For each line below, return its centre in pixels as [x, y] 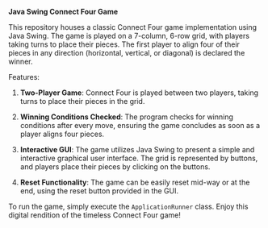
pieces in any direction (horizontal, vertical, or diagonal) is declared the [127, 53]
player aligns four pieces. [62, 134]
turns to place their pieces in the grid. [82, 101]
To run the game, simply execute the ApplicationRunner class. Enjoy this [128, 206]
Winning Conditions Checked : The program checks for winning [127, 117]
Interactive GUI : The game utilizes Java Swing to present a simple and [137, 149]
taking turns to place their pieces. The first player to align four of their [124, 44]
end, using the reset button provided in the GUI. [99, 191]
